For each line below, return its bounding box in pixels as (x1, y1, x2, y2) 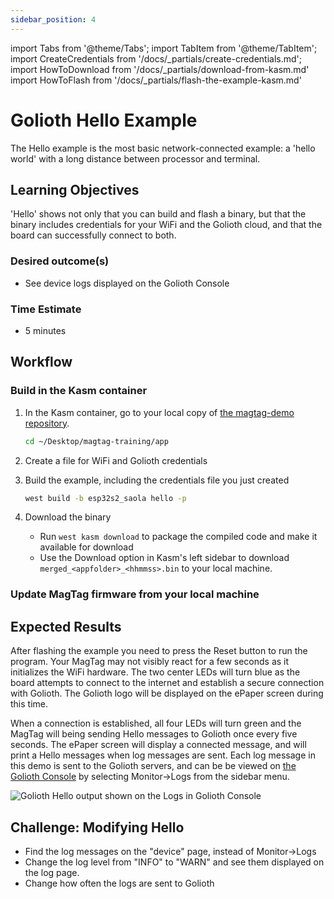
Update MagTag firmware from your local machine (10, 587, 260, 601)
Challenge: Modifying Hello (10, 819, 185, 836)
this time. (10, 698, 49, 710)
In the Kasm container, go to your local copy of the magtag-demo (24, 406, 295, 418)
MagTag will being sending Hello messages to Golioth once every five (10, 728, 298, 740)
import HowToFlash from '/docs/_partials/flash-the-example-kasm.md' (10, 74, 302, 86)
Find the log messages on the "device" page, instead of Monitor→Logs (24, 845, 317, 857)
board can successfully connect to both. (10, 229, 177, 241)
